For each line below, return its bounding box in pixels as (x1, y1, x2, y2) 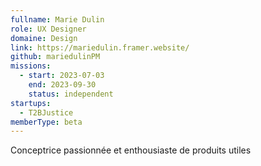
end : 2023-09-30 (28, 80, 97, 90)
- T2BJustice (19, 107, 74, 118)
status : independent (28, 89, 114, 99)
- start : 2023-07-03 (19, 71, 105, 81)
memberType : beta (10, 117, 83, 127)
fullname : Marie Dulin (10, 14, 105, 25)
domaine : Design (10, 33, 78, 43)
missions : (10, 61, 52, 71)
